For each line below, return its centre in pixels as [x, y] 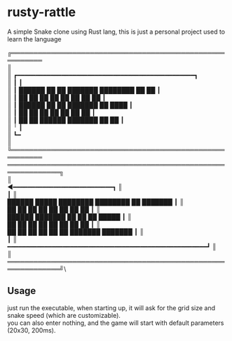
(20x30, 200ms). [32, 330]
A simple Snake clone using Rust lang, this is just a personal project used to [116, 32]
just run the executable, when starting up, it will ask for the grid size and [111, 308]
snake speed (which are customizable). [64, 315]
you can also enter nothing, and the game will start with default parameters [116, 323]
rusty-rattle [42, 12]
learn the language [34, 39]
